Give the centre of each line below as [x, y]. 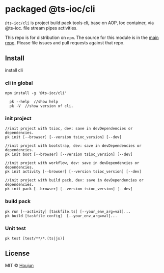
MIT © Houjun [20, 265]
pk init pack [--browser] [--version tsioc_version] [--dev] [69, 189]
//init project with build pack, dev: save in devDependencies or [74, 180]
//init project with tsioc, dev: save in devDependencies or [69, 129]
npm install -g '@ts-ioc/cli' [36, 93]
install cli [14, 70]
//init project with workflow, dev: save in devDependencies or [72, 163]
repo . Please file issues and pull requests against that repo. [65, 42]
